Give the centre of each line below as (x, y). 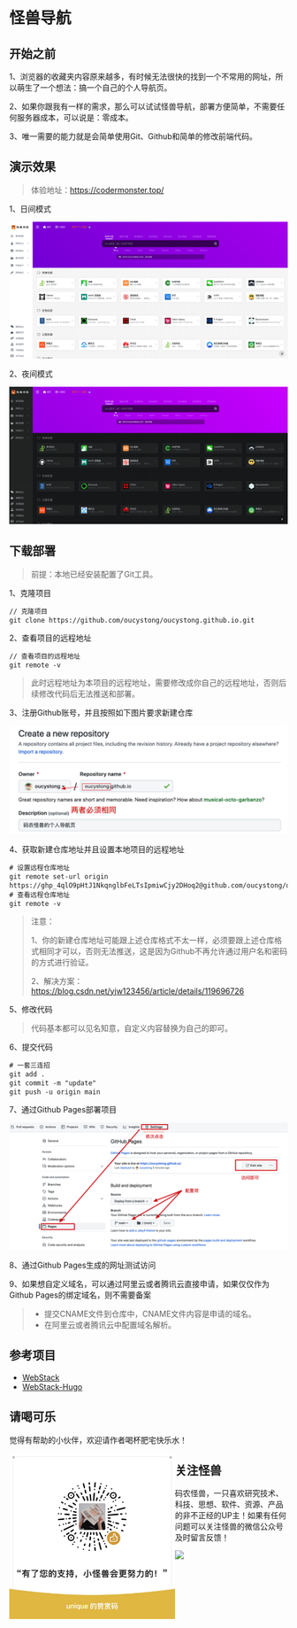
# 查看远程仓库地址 (40, 895)
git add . (27, 1074)
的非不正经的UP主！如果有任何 (231, 1516)
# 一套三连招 (30, 1065)
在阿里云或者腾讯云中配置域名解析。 (110, 1324)
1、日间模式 (30, 208)
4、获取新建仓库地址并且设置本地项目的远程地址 (97, 849)
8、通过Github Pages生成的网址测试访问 (83, 1265)
